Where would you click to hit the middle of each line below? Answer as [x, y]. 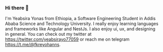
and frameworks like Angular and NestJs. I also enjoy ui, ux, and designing [80, 29]
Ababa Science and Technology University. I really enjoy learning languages [82, 24]
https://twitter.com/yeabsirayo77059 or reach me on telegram [67, 39]
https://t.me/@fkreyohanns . [33, 45]
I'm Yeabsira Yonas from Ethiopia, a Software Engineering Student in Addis [80, 19]
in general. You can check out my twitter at [48, 34]
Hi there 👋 [17, 8]
